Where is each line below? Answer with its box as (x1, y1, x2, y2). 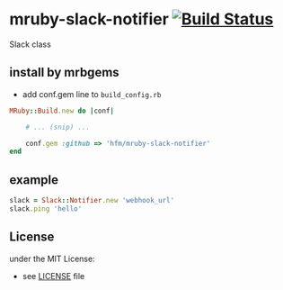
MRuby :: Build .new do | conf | (9, 106, 115, 115)
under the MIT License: (9, 253, 96, 264)
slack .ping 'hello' (9, 204, 83, 213)
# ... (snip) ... (25, 122, 91, 131)
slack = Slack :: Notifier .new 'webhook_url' (9, 196, 175, 205)
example (9, 172, 59, 187)
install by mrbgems (9, 65, 119, 80)
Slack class (9, 39, 51, 50)
